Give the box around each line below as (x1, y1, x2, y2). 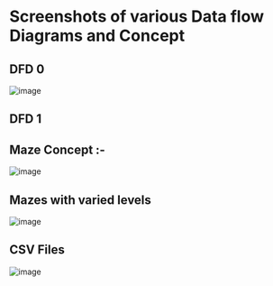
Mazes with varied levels (9, 192, 151, 208)
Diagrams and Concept (9, 25, 186, 46)
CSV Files (9, 242, 65, 258)
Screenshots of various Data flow (9, 6, 264, 27)
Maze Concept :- (9, 142, 105, 157)
